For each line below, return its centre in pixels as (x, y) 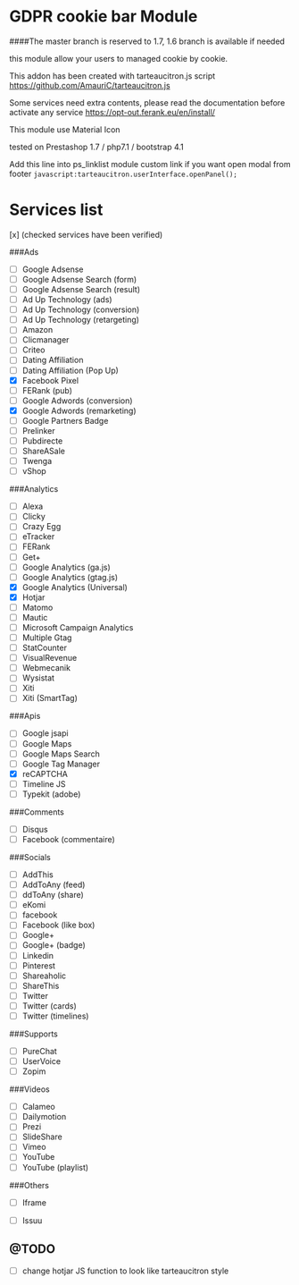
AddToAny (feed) (54, 885)
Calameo (38, 1107)
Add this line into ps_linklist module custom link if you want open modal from (150, 164)
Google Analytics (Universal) (75, 587)
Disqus (35, 829)
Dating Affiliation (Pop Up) (70, 370)
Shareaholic (44, 976)
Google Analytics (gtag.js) (70, 577)
